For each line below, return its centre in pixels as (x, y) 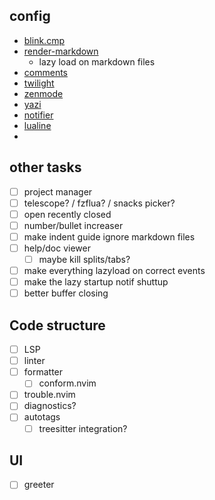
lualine (37, 125)
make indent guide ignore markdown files (109, 236)
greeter (39, 485)
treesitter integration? (83, 428)
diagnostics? (50, 406)
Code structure (57, 325)
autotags (42, 417)
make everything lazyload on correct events (114, 271)
